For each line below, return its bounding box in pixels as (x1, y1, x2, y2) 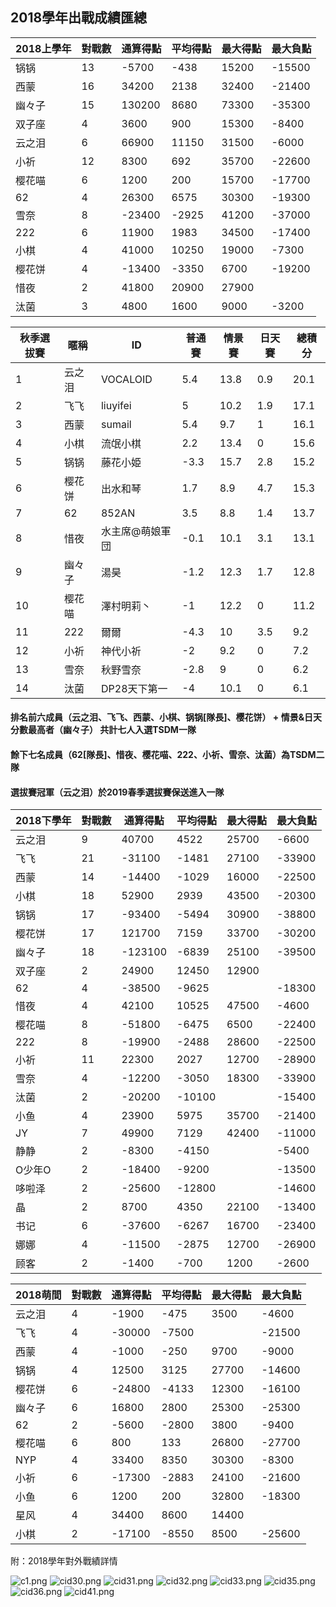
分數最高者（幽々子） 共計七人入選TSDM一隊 (10, 724, 197, 736)
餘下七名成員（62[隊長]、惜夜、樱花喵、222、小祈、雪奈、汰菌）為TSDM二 (10, 749, 325, 760)
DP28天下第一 (100, 681, 168, 695)
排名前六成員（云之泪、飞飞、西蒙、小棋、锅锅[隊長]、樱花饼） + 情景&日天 (10, 711, 323, 723)
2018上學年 (15, 41, 72, 55)
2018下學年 (15, 814, 72, 828)
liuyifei (100, 398, 132, 412)
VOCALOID (100, 372, 153, 386)
